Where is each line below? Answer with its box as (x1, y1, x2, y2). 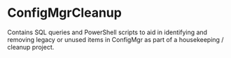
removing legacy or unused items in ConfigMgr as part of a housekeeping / (7, 35, 224, 43)
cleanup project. (7, 43, 55, 51)
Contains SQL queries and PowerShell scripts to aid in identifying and (7, 28, 208, 36)
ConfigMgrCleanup (7, 5, 122, 21)
